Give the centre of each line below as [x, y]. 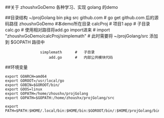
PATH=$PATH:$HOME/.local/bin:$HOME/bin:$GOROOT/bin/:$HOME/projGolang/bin [83, 111]
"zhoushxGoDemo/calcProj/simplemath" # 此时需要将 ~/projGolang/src [77, 36]
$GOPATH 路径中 [28, 42]
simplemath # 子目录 [67, 52]
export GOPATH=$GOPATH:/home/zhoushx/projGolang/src [60, 98]
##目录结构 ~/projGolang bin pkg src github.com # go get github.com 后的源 [82, 18]
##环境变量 [16, 67]
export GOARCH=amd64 [26, 76]
